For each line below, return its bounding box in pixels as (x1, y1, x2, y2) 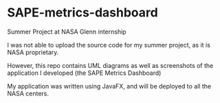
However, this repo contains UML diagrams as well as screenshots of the (7, 61, 214, 69)
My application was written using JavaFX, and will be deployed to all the (7, 82, 212, 90)
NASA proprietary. (7, 48, 59, 56)
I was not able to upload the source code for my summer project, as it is (7, 41, 211, 49)
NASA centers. (7, 89, 49, 98)
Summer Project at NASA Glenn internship (7, 27, 126, 36)
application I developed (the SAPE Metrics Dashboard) (7, 69, 162, 77)
